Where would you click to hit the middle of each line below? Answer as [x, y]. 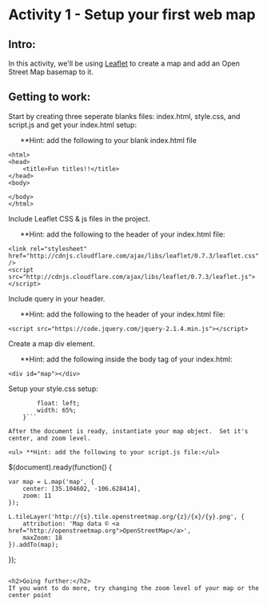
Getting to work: [50, 97]
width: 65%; [57, 410]
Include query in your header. [57, 298]
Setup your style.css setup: [53, 389]
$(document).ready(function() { [60, 467]
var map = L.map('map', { [51, 481]
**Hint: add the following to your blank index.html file [108, 140]
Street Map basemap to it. [51, 72]
